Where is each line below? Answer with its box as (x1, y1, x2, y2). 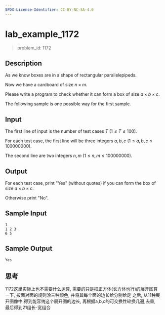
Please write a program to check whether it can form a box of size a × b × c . (5, 91, 160, 97)
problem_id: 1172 (17, 45, 51, 51)
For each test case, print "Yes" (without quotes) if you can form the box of (5, 180, 156, 186)
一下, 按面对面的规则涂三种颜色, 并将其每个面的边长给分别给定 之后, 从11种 (5, 292, 156, 298)
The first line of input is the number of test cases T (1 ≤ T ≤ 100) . (5, 128, 137, 134)
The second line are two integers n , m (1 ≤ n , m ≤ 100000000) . (5, 153, 132, 158)
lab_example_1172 (5, 28, 80, 39)
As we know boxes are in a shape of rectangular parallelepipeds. (5, 72, 137, 78)
